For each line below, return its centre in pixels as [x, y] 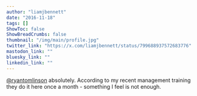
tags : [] [17, 23]
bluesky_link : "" [28, 57]
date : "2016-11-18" [31, 18]
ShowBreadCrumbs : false [36, 35]
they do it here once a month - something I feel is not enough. [84, 86]
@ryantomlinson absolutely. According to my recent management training [98, 80]
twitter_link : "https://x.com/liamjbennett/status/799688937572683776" [99, 46]
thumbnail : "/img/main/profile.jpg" [53, 40]
